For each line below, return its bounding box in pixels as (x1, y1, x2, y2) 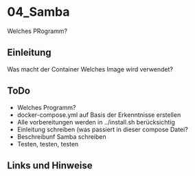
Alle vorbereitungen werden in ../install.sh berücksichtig (16, 118, 175, 126)
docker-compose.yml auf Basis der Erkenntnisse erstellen (16, 111, 181, 119)
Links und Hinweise (7, 159, 93, 171)
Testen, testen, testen (16, 140, 79, 148)
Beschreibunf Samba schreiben (16, 132, 106, 141)
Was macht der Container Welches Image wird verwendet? (7, 65, 174, 73)
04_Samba (7, 4, 70, 20)
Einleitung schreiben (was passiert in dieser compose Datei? (16, 125, 189, 133)
